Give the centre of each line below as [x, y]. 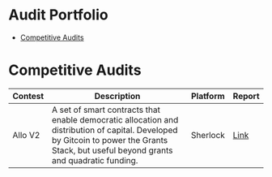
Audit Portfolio [58, 15]
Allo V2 [26, 135]
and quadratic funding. [95, 160]
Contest [28, 96]
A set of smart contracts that [106, 110]
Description [117, 96]
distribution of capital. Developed [115, 130]
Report [246, 96]
